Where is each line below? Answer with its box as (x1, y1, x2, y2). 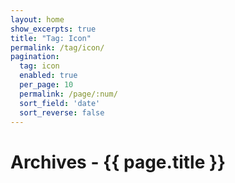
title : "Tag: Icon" (10, 33, 92, 43)
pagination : (10, 52, 60, 62)
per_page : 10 (19, 80, 74, 90)
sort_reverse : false (19, 107, 105, 118)
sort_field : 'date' (19, 98, 101, 108)
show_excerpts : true (10, 24, 97, 34)
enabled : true (19, 71, 78, 81)
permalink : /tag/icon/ (10, 42, 105, 53)
